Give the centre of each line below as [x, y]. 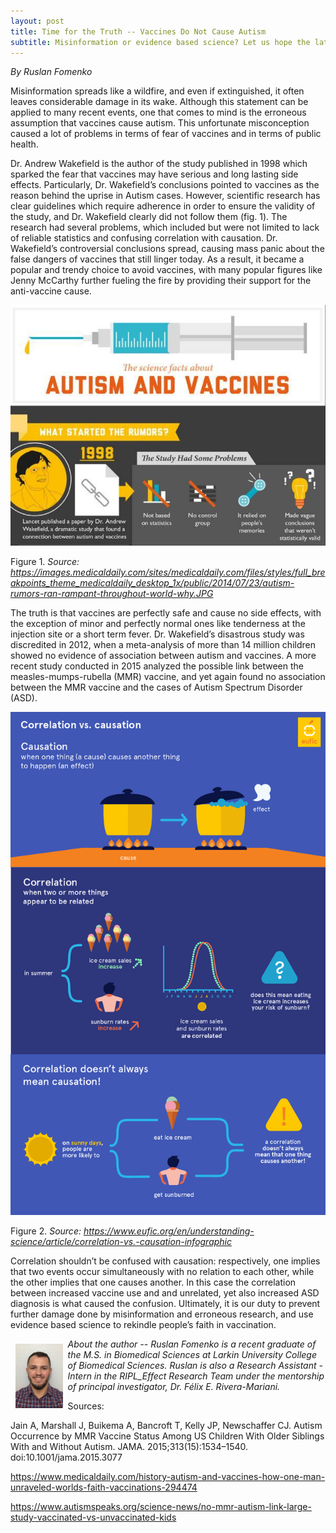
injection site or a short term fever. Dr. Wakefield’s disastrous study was [157, 634]
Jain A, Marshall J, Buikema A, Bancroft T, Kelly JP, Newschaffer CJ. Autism [166, 1425]
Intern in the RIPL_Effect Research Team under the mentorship [196, 1376]
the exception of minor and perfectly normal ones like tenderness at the [158, 623]
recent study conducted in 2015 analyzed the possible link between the [157, 666]
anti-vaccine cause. [51, 291]
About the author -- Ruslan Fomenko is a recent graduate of [192, 1344]
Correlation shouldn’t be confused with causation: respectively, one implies [165, 1261]
